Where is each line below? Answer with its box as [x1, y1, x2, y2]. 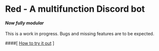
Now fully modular [5, 20, 44, 25]
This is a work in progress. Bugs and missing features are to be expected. [5, 31, 155, 37]
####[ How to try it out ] [5, 40, 55, 46]
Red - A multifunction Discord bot [5, 3, 145, 15]
